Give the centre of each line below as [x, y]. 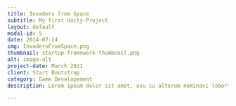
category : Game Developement [50, 79]
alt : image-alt [29, 60]
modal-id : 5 [25, 33]
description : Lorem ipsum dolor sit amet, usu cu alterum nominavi [108, 86]
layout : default [31, 27]
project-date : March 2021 [45, 66]
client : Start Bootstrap [44, 72]
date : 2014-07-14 [33, 40]
